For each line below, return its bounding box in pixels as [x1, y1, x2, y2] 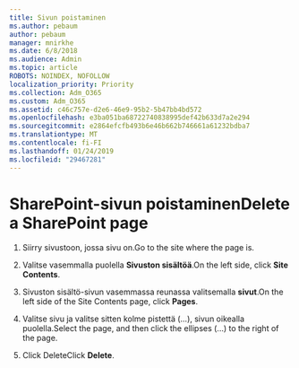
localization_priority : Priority [9, 80, 134, 89]
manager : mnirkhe [9, 38, 74, 48]
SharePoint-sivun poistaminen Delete [9, 194, 291, 214]
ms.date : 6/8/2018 [9, 47, 78, 56]
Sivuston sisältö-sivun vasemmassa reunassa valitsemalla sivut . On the [21, 286, 284, 297]
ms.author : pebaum [9, 22, 78, 31]
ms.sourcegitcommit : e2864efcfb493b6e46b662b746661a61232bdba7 [9, 122, 251, 131]
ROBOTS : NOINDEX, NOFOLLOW [9, 72, 110, 81]
